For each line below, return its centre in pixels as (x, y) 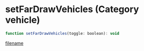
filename (15, 43)
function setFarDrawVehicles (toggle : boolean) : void (62, 33)
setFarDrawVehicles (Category (72, 9)
